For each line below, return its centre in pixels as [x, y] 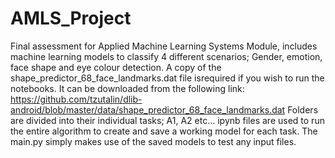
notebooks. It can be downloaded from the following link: [127, 88]
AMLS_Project [71, 18]
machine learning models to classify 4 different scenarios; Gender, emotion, [166, 56]
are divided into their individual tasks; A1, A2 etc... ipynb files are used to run [167, 120]
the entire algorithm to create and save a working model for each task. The [164, 131]
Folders [303, 109]
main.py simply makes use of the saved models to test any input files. [153, 141]
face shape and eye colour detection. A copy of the [116, 67]
